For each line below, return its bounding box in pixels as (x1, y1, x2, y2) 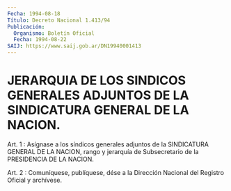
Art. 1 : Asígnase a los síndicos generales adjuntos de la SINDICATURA (7, 140, 209, 148)
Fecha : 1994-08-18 (7, 10, 61, 17)
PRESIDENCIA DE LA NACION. (7, 155, 94, 163)
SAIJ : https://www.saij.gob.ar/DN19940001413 (7, 43, 141, 49)
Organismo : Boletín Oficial (13, 29, 95, 37)
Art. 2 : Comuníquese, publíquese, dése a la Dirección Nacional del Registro (7, 168, 225, 176)
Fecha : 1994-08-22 (13, 36, 67, 43)
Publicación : (7, 23, 45, 30)
